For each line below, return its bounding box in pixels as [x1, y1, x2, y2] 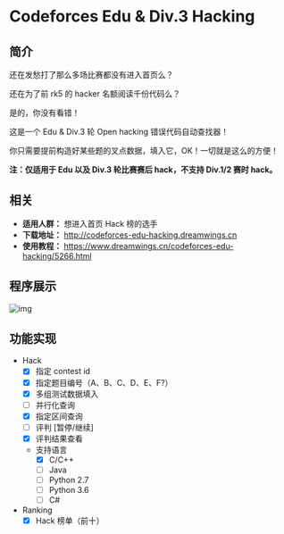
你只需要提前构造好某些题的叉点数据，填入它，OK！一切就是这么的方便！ [9, 146, 280, 155]
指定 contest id [35, 366, 91, 377]
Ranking [21, 505, 53, 515]
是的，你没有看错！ [9, 107, 80, 118]
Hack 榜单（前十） [35, 515, 104, 526]
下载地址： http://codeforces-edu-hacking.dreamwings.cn [21, 229, 238, 240]
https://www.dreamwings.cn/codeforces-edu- [63, 240, 234, 251]
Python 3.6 [48, 485, 89, 496]
